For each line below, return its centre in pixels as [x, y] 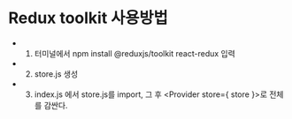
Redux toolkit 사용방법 [88, 18]
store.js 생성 [56, 74]
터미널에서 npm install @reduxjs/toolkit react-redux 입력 [134, 53]
